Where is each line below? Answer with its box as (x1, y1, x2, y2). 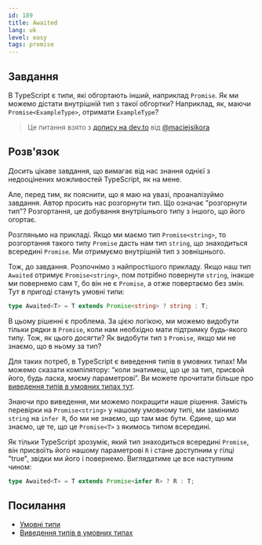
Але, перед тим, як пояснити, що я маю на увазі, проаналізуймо (8, 189, 224, 199)
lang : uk (8, 26, 37, 34)
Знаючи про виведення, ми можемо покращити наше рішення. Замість (8, 397, 248, 406)
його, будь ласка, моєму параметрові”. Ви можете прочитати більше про (8, 373, 254, 382)
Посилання (8, 499, 67, 512)
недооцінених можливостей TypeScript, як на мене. (8, 174, 182, 184)
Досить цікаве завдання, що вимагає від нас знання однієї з (8, 166, 210, 175)
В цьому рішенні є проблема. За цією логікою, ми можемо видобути (8, 316, 239, 326)
